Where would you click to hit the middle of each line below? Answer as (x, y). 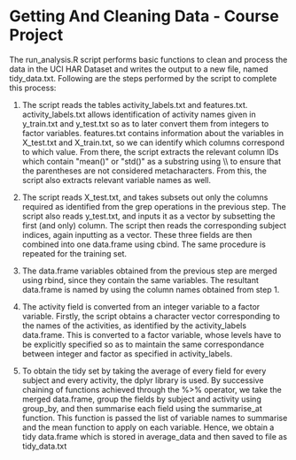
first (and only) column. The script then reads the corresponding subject (154, 225)
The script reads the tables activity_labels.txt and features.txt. (135, 104)
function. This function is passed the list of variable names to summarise (155, 418)
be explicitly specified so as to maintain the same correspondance (143, 344)
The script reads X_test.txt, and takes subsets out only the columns (145, 197)
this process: (33, 88)
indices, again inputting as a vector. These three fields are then (137, 234)
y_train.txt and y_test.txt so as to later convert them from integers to (145, 123)
